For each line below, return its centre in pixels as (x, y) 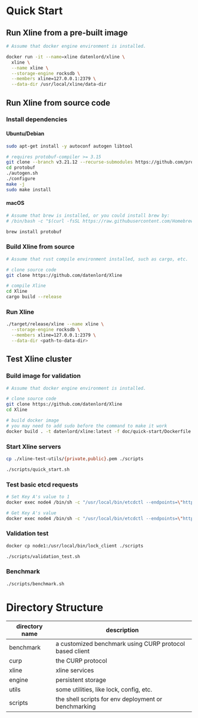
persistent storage (81, 680)
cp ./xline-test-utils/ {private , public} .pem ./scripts (75, 459)
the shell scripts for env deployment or (109, 699)
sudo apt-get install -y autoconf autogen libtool (70, 146)
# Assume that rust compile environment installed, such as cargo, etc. (97, 259)
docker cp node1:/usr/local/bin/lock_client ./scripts (75, 546)
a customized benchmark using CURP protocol (121, 644)
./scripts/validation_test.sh (43, 556)
